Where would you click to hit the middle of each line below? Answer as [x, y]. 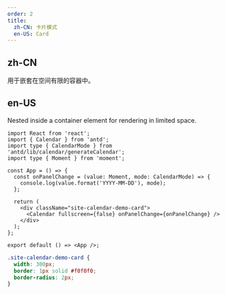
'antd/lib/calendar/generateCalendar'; [66, 152]
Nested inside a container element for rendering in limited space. [102, 120]
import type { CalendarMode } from [60, 146]
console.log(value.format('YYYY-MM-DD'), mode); [93, 183]
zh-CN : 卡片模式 [36, 27]
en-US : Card [32, 34]
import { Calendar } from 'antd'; [58, 139]
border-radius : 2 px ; [44, 278]
